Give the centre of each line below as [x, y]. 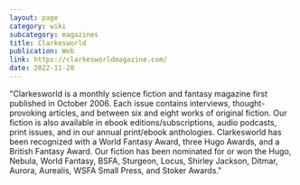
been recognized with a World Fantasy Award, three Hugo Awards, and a [145, 142]
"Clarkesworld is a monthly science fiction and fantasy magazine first [139, 93]
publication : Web [42, 51]
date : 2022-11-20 [42, 69]
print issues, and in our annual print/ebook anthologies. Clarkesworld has [145, 132]
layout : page [34, 18]
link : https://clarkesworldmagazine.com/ [89, 60]
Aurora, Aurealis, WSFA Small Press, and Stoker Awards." [116, 170]
